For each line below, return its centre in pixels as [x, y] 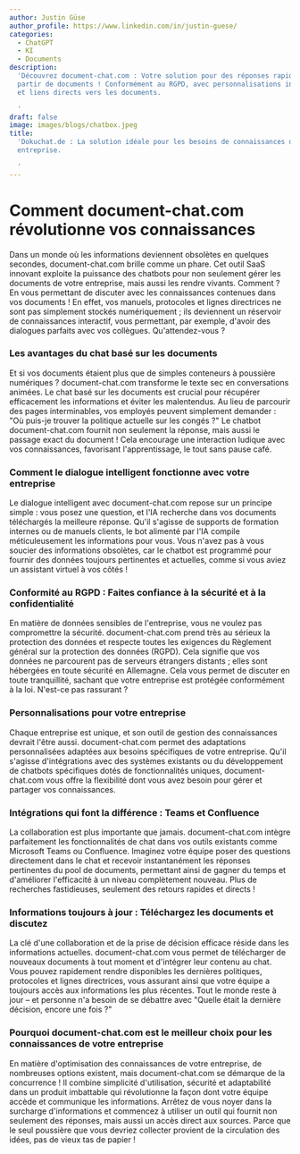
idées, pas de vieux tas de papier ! [72, 1139]
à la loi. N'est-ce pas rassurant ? [69, 690]
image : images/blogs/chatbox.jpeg [74, 125]
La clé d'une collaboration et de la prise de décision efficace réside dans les [149, 943]
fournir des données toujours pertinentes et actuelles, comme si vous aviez [148, 560]
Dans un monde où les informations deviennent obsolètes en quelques [139, 254]
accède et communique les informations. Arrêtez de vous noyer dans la [141, 1101]
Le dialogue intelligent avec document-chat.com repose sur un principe [141, 503]
